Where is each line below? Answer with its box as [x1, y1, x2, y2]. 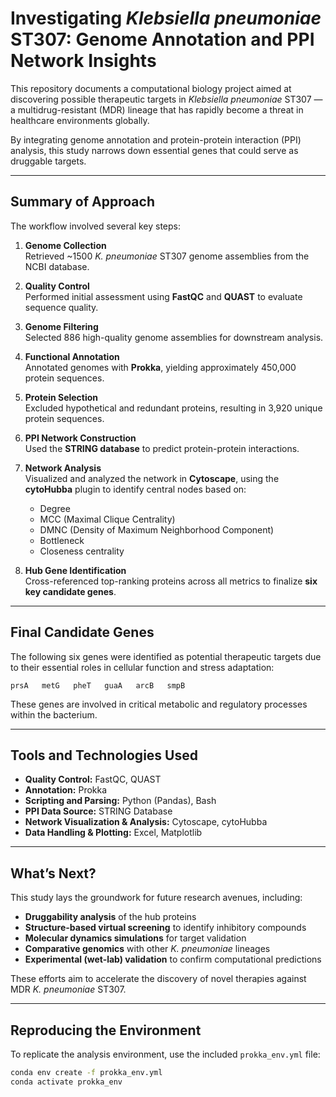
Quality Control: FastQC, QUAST [24, 773, 162, 786]
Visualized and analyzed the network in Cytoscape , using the [24, 472, 280, 484]
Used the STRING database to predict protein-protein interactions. [24, 442, 300, 454]
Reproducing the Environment [10, 1022, 202, 1039]
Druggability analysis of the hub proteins [24, 911, 197, 923]
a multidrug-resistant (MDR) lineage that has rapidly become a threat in [10, 103, 304, 116]
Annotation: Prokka [24, 784, 108, 796]
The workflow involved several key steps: [10, 220, 182, 232]
